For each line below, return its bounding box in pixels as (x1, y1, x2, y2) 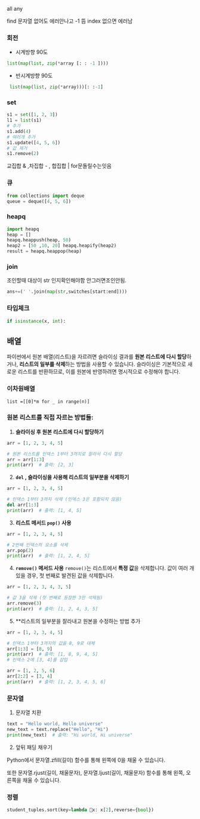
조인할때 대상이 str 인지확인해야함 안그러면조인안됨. (7, 277, 127, 284)
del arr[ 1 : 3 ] (7, 502, 39, 508)
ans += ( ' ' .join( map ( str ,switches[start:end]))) (7, 289, 128, 295)
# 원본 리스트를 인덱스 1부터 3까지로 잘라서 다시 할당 (7, 451, 122, 457)
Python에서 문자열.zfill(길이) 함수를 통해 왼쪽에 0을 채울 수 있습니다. (7, 756, 166, 763)
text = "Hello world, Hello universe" (7, 721, 103, 727)
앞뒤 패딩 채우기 (15, 744, 53, 751)
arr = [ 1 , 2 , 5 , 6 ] (7, 668, 56, 674)
